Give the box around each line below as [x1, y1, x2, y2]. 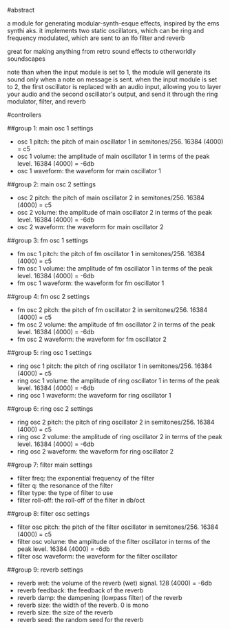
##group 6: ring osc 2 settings [7, 405, 94, 413]
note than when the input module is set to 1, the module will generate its [7, 68, 211, 76]
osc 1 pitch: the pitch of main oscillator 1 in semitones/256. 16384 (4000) [17, 137, 224, 146]
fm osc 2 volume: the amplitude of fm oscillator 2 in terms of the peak [17, 320, 216, 329]
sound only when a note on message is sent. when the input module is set [7, 75, 218, 84]
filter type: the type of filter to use [17, 489, 114, 496]
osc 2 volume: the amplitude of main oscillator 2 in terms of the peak [17, 209, 212, 216]
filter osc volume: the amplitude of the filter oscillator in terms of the [17, 538, 211, 545]
